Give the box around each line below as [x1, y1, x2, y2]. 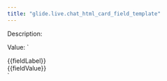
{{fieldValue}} [7, 64, 47, 72]
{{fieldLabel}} [7, 57, 47, 65]
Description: [7, 29, 43, 38]
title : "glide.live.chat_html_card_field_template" [7, 10, 161, 17]
